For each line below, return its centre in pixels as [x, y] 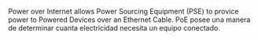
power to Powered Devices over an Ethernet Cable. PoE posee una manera [129, 20]
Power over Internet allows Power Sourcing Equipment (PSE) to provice [123, 11]
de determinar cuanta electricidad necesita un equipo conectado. [114, 28]
